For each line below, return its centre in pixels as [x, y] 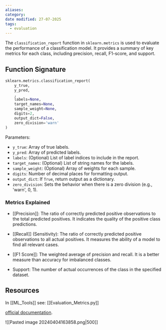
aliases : [14, 10]
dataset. [21, 275]
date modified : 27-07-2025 [33, 19]
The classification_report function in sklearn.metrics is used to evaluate [82, 43]
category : [15, 15]
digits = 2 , [24, 114]
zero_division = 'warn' [36, 123]
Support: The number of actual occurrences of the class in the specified [87, 269]
